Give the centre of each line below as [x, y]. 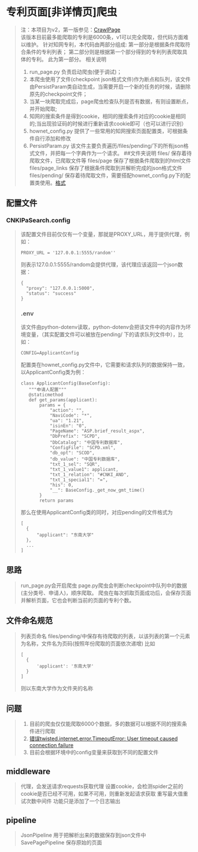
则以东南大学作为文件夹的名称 [57, 688]
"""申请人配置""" [47, 389]
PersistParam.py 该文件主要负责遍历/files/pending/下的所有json [106, 146]
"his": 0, [62, 485]
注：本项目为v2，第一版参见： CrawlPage [70, 30]
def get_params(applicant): [63, 400]
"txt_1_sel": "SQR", [75, 464]
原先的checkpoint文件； [58, 94]
